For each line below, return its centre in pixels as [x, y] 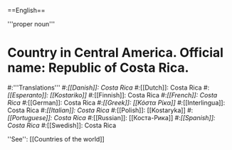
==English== [26, 10]
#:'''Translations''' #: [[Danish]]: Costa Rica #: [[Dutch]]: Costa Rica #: [109, 87]
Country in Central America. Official [116, 53]
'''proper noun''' [31, 24]
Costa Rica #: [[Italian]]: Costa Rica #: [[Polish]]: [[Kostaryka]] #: [100, 110]
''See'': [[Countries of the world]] [56, 139]
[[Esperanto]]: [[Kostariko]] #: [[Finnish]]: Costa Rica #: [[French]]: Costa [112, 95]
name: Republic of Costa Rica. [98, 68]
